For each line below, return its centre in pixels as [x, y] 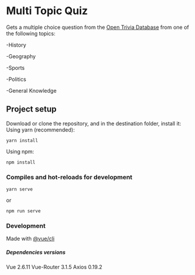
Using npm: [20, 151]
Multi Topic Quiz [47, 11]
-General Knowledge [32, 90]
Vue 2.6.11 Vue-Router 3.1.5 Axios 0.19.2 [54, 267]
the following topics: [31, 33]
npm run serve [24, 211]
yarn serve [19, 189]
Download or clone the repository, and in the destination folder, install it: [94, 123]
